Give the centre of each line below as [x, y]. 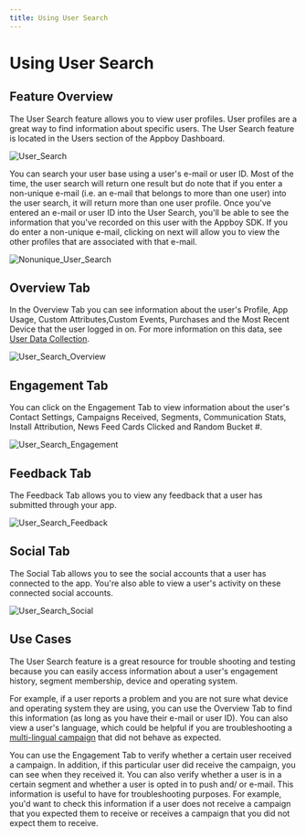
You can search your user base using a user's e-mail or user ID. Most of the [152, 174]
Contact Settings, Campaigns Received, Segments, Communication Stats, [148, 418]
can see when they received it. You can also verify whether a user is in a [146, 774]
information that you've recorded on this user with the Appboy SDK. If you [149, 222]
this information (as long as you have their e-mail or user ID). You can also [149, 717]
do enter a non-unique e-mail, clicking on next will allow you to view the [145, 232]
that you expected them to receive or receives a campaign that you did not [150, 813]
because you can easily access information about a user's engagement [144, 671]
